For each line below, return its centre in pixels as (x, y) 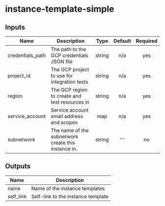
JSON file (62, 61)
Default (123, 41)
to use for (62, 76)
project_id (19, 76)
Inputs (15, 27)
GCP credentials (69, 55)
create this (63, 143)
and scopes (64, 122)
